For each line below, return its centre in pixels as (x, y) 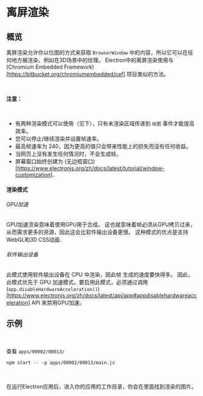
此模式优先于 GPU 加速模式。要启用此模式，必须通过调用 (77, 282)
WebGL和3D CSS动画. (34, 239)
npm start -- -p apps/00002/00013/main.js (61, 363)
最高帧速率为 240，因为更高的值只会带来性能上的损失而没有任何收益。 (103, 146)
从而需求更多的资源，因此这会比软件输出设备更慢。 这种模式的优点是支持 (97, 232)
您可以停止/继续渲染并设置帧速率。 (58, 138)
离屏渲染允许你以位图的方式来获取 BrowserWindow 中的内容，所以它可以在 (97, 53)
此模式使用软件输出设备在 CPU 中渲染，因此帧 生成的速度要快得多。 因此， (100, 275)
